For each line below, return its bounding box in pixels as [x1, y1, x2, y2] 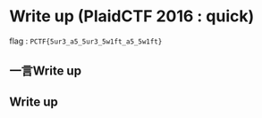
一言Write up [9, 64, 82, 79]
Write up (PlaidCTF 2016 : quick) [9, 6, 255, 27]
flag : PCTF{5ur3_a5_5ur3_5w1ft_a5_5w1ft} [9, 35, 163, 46]
